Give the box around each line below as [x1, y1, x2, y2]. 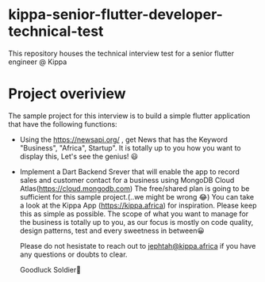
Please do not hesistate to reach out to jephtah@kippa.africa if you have [19, 241, 256, 250]
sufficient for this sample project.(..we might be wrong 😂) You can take [19, 192, 255, 201]
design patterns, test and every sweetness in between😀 [19, 226, 205, 235]
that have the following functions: [8, 119, 117, 128]
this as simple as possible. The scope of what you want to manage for [19, 208, 249, 219]
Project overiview [8, 85, 126, 103]
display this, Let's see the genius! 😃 [19, 151, 139, 161]
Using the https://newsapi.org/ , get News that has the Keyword [19, 135, 229, 144]
